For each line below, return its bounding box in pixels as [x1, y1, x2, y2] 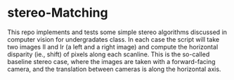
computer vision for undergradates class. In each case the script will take [7, 35, 220, 43]
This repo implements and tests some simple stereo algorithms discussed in [7, 28, 227, 36]
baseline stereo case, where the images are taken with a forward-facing [7, 57, 216, 65]
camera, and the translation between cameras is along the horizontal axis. [7, 65, 221, 73]
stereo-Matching [7, 5, 108, 21]
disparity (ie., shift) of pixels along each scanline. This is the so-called [7, 50, 210, 58]
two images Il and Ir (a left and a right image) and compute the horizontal [7, 42, 219, 51]
